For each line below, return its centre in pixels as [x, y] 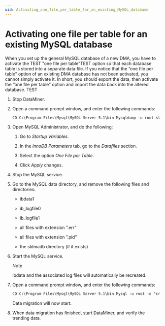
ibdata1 [27, 199]
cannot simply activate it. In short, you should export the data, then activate [82, 79]
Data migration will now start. [42, 303]
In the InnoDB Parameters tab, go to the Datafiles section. [78, 146]
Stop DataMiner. [29, 99]
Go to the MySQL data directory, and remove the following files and [81, 184]
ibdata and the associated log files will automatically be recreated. [79, 275]
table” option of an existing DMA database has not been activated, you [77, 74]
